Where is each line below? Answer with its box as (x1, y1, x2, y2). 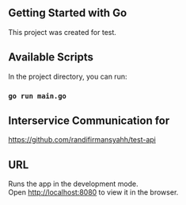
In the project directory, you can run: (8, 72, 127, 81)
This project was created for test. (8, 27, 117, 37)
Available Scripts (8, 51, 93, 64)
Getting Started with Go (8, 6, 127, 20)
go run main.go (8, 91, 67, 100)
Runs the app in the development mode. (8, 179, 139, 189)
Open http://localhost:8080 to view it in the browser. (8, 188, 179, 197)
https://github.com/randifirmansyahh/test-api (8, 135, 156, 145)
